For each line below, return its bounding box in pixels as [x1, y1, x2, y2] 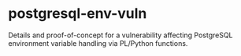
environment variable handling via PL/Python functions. [8, 38, 188, 47]
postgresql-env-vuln [8, 5, 147, 23]
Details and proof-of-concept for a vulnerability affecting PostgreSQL [8, 30, 234, 40]
